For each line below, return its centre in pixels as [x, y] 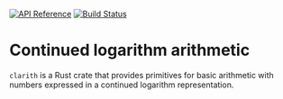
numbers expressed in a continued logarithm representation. [122, 85]
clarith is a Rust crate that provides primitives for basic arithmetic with [142, 75]
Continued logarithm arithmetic [130, 50]
